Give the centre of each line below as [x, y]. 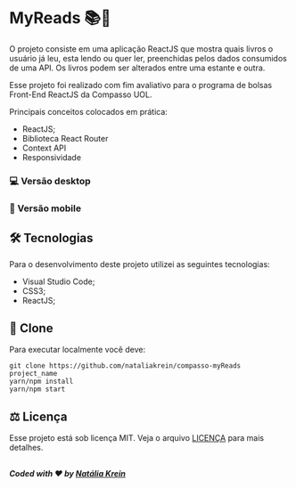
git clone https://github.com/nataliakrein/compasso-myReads [125, 366]
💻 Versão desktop [50, 181]
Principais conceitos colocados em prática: [88, 111]
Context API [44, 148]
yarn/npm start [37, 389]
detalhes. [26, 448]
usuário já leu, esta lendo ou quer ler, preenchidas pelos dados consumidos [148, 58]
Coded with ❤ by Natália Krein [68, 473]
